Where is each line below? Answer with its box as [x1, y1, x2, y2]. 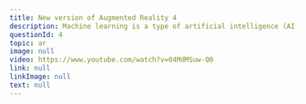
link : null [9, 64, 51, 73]
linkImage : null [9, 72, 71, 81]
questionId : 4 [9, 30, 64, 39]
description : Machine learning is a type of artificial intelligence [9, 22, 280, 31]
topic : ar [9, 38, 47, 48]
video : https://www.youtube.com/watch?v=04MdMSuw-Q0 [9, 55, 214, 64]
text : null [9, 80, 51, 90]
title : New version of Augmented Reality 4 [9, 13, 178, 23]
